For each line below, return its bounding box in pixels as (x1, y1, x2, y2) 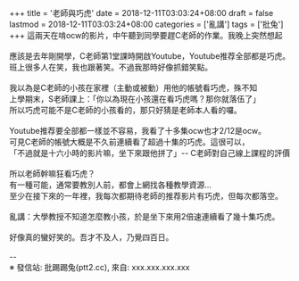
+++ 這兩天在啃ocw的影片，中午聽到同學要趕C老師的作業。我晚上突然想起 (9, 30, 283, 40)
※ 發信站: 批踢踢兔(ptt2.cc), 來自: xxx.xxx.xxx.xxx (9, 262, 190, 272)
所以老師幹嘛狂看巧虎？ (9, 169, 96, 178)
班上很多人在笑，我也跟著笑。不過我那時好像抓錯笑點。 (9, 62, 212, 72)
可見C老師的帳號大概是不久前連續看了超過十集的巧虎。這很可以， (9, 136, 250, 147)
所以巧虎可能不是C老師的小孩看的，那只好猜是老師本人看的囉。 (9, 105, 243, 115)
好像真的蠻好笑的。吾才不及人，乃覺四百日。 (9, 232, 174, 243)
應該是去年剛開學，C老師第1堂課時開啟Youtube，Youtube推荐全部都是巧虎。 (9, 51, 291, 61)
